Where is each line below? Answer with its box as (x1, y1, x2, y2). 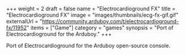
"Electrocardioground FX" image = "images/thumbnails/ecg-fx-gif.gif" (6, 11, 179, 19)
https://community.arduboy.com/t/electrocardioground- (42, 18, 179, 25)
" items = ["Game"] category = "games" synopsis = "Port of (26, 24, 174, 31)
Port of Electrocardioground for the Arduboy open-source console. (6, 42, 171, 49)
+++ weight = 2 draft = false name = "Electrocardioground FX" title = (6, 5, 176, 12)
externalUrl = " (6, 18, 43, 25)
